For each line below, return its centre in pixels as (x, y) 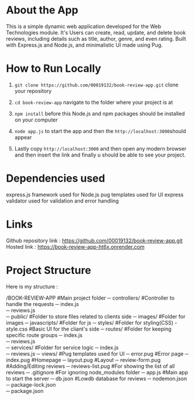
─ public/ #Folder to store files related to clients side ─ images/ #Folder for (96, 316)
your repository (33, 91)
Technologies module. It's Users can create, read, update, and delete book (96, 32)
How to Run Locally (54, 69)
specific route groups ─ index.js (44, 335)
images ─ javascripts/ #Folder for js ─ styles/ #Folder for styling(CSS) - (92, 322)
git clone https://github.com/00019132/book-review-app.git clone (97, 85)
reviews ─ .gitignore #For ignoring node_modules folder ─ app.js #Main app (97, 372)
